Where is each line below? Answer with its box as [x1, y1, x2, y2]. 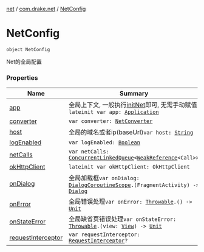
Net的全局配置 [6, 58, 42, 65]
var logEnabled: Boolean [69, 139, 141, 146]
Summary [119, 89, 149, 98]
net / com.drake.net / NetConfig [6, 5, 86, 12]
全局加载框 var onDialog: [69, 173, 140, 182]
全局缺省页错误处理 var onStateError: [69, 215, 177, 223]
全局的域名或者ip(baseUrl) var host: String [69, 128, 194, 136]
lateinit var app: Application [69, 109, 159, 116]
